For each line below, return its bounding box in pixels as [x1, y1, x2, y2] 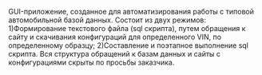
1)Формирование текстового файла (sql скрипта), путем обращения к [8, 24, 246, 33]
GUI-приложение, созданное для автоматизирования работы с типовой [8, 7, 254, 16]
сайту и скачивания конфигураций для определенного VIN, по [8, 32, 222, 41]
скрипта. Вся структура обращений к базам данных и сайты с [8, 49, 221, 58]
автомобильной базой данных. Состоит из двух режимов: [8, 15, 206, 25]
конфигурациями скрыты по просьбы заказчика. [8, 57, 175, 67]
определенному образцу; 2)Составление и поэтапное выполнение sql [8, 41, 249, 50]
